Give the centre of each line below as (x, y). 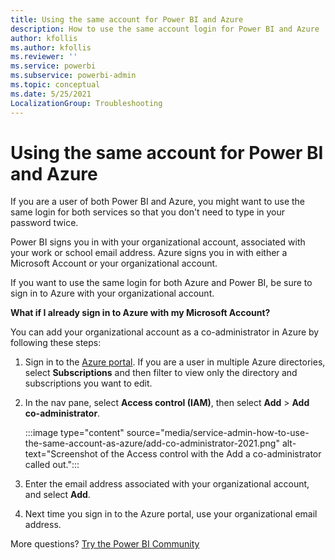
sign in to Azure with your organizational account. (112, 293)
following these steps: (56, 343)
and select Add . (57, 495)
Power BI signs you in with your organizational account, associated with (158, 242)
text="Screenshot (61, 454)
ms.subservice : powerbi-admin (73, 76)
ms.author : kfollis (51, 47)
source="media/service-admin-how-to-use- (218, 433)
